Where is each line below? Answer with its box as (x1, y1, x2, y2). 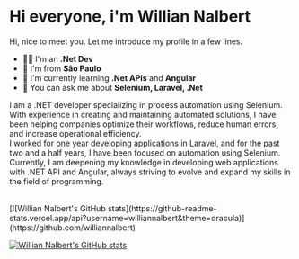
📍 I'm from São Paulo (22, 63, 101, 74)
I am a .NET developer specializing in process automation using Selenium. (9, 99, 283, 110)
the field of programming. (9, 175, 104, 186)
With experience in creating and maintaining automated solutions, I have (9, 109, 277, 120)
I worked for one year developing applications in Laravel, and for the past (9, 138, 280, 148)
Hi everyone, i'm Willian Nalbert (9, 6, 251, 27)
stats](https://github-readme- (107, 202, 217, 213)
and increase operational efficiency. (9, 128, 142, 138)
